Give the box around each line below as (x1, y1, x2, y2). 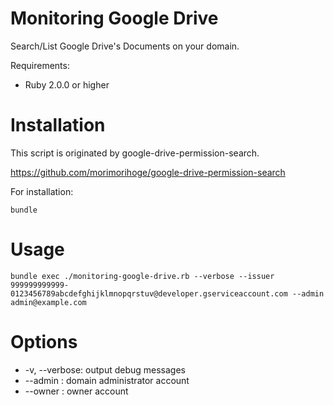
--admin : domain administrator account (24, 374, 190, 386)
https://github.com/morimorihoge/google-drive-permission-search (10, 166, 286, 178)
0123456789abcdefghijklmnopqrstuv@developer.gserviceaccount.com (10, 288, 288, 299)
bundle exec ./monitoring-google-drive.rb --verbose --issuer (10, 271, 275, 281)
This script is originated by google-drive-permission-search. (10, 147, 260, 159)
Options (10, 331, 78, 353)
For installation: (10, 185, 74, 197)
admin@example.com (10, 297, 87, 307)
